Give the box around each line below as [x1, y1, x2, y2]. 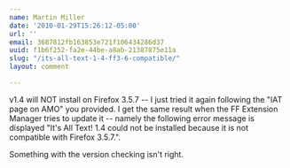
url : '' [9, 29, 38, 38]
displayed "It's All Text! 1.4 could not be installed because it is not [9, 122, 248, 133]
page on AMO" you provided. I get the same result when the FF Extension [9, 103, 278, 114]
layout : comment [9, 63, 69, 72]
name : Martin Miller [9, 12, 86, 22]
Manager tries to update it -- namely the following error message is [9, 112, 255, 124]
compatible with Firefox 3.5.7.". [9, 132, 121, 142]
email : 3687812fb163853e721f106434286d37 [9, 37, 165, 47]
